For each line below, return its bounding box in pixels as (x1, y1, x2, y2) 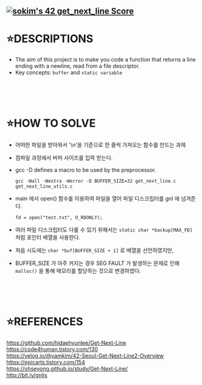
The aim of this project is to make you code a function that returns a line (15, 56, 196, 63)
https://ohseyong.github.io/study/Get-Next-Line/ (6, 365, 128, 372)
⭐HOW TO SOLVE (6, 116, 96, 130)
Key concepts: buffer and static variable (15, 69, 123, 76)
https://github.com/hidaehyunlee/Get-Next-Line (6, 339, 127, 347)
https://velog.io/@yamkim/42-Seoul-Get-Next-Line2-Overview (6, 352, 164, 359)
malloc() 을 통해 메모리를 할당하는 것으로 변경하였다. (15, 267, 141, 275)
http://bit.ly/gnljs (6, 372, 47, 379)
